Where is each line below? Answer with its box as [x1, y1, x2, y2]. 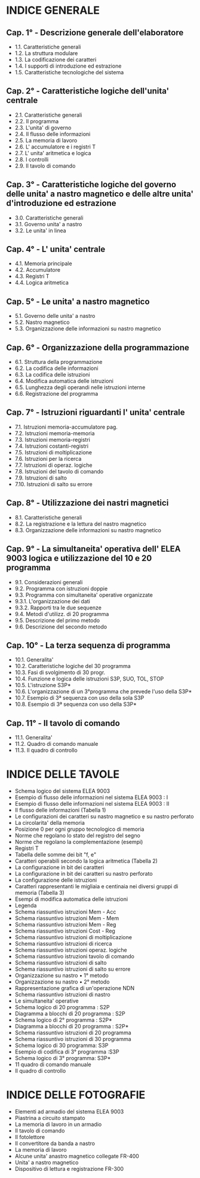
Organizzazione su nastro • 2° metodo [14, 978, 110, 985]
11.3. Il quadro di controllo [14, 746, 78, 754]
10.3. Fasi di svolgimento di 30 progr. [14, 669, 106, 676]
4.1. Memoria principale [14, 260, 73, 267]
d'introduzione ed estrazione [6, 198, 116, 208]
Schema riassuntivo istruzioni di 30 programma [14, 1036, 131, 1043]
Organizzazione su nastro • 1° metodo [14, 972, 109, 979]
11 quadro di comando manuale [14, 1061, 91, 1068]
